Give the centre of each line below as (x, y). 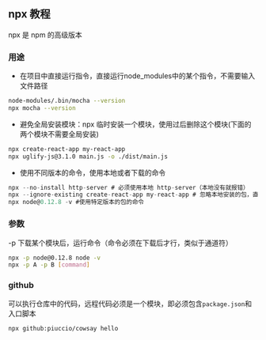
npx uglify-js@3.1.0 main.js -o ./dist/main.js (88, 157)
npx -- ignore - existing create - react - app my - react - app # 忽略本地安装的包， (131, 195)
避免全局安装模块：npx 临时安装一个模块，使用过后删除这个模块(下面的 (135, 124)
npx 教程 (30, 14)
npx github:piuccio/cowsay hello (63, 328)
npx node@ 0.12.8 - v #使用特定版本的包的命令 (76, 202)
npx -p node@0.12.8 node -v (55, 258)
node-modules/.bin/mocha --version (67, 101)
